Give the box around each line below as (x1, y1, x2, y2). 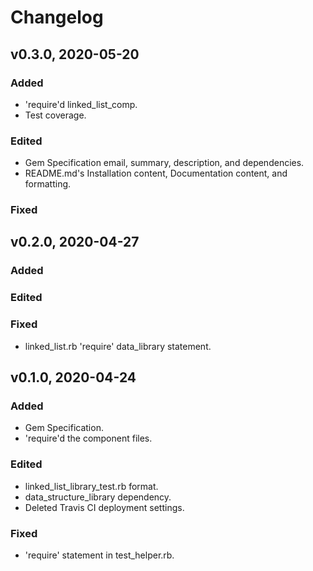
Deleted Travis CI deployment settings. (24, 501, 185, 513)
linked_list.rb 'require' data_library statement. (24, 340, 212, 352)
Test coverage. (24, 109, 87, 121)
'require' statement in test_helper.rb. (24, 549, 175, 561)
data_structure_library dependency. (24, 491, 172, 503)
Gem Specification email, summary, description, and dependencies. (24, 157, 305, 169)
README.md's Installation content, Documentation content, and (24, 167, 288, 180)
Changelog (10, 6, 104, 29)
